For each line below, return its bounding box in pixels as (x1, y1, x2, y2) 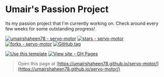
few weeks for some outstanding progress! (5, 25, 95, 31)
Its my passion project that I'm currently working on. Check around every (5, 20, 159, 26)
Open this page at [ (17, 60, 59, 66)
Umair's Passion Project (5, 4, 109, 15)
